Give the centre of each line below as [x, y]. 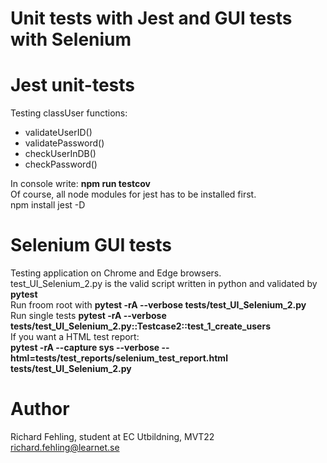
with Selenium [71, 39]
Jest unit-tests [73, 85]
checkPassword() [61, 164]
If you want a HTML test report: [75, 337]
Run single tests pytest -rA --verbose [88, 316]
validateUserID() [58, 133]
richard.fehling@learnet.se [65, 447]
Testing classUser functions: [69, 113]
